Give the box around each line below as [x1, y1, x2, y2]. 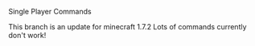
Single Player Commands [8, 7, 92, 16]
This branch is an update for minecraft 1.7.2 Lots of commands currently [8, 22, 247, 31]
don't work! [8, 31, 47, 40]
